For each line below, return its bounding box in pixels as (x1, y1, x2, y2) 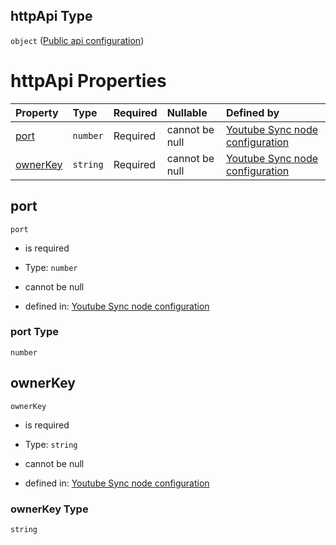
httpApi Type (10, 8, 93, 25)
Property (15, 105, 59, 119)
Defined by (225, 105, 280, 119)
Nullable (166, 105, 208, 119)
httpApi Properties (10, 70, 167, 92)
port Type (10, 325, 59, 339)
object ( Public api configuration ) (10, 34, 145, 46)
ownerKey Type (10, 502, 89, 516)
